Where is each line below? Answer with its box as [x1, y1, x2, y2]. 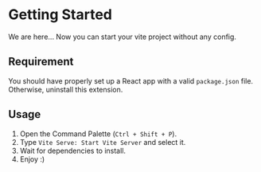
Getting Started [8, 6, 113, 24]
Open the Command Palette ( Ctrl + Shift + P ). [19, 129, 177, 139]
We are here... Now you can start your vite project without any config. [8, 32, 237, 41]
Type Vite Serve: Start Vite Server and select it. [19, 137, 186, 147]
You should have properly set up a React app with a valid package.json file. [8, 76, 253, 85]
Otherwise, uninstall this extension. [8, 84, 123, 94]
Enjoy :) [19, 154, 45, 164]
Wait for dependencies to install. [19, 146, 126, 155]
